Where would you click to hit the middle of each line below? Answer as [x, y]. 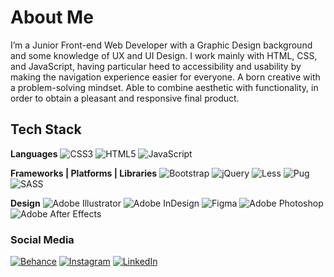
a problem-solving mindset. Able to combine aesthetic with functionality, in [164, 87]
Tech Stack [46, 129]
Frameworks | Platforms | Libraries [84, 173]
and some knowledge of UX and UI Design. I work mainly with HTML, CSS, [164, 55]
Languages [34, 153]
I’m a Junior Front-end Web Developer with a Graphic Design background [161, 45]
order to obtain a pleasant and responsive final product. [125, 98]
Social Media [42, 239]
